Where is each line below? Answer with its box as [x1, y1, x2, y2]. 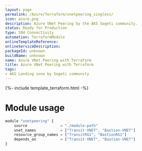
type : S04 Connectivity [5, 30, 54, 35]
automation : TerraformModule [5, 35, 65, 40]
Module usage [5, 102, 65, 113]
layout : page [5, 7, 32, 12]
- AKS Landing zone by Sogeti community [5, 72, 90, 76]
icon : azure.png [5, 16, 38, 21]
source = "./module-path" [14, 123, 98, 128]
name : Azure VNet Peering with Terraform [5, 58, 92, 63]
